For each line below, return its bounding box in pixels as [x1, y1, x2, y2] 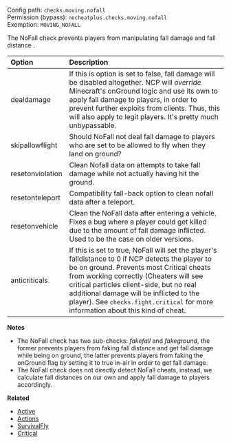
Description [69, 58, 109, 67]
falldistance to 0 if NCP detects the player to [69, 254, 212, 264]
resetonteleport [10, 193, 60, 202]
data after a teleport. [69, 198, 135, 207]
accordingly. [16, 381, 53, 388]
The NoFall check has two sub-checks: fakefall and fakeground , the [16, 337, 210, 345]
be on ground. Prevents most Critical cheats [69, 263, 211, 272]
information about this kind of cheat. [69, 306, 186, 315]
